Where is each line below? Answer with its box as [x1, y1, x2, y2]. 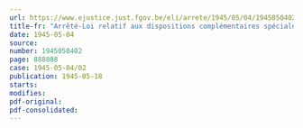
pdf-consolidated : [9, 105, 78, 114]
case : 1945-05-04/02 [9, 64, 87, 73]
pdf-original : [9, 96, 63, 106]
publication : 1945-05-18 [9, 72, 103, 81]
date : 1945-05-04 [9, 30, 75, 39]
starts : [9, 80, 39, 89]
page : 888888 [9, 55, 59, 64]
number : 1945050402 [9, 47, 83, 56]
